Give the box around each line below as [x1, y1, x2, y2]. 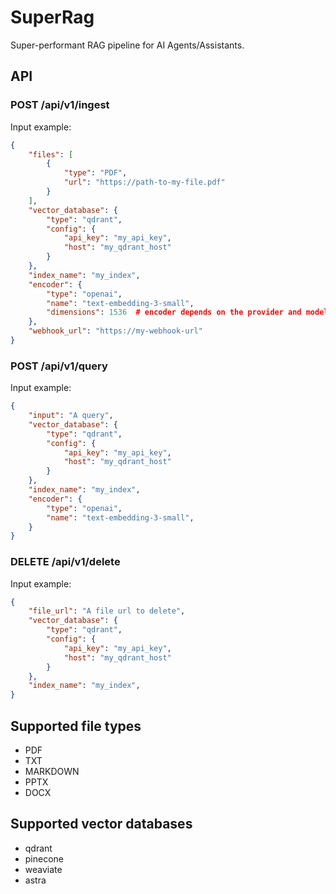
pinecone [24, 852, 65, 865]
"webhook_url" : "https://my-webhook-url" [28, 326, 203, 336]
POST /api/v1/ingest [10, 98, 110, 112]
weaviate [24, 863, 63, 875]
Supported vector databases [10, 816, 193, 833]
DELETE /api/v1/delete [10, 555, 121, 569]
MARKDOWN [24, 766, 80, 778]
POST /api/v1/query [10, 359, 108, 373]
